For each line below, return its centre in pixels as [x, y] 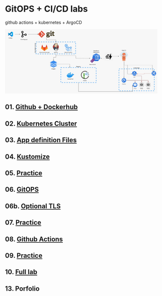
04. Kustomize [27, 156]
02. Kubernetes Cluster [41, 123]
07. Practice [23, 222]
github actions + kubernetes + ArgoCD [44, 22]
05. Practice [24, 173]
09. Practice [24, 255]
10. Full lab [21, 272]
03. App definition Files [41, 140]
